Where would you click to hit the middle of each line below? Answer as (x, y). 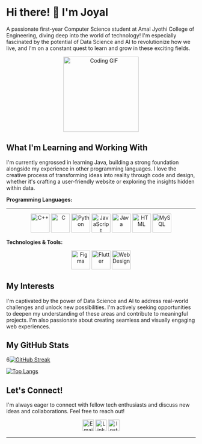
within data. (21, 188)
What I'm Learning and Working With (77, 148)
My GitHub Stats (38, 345)
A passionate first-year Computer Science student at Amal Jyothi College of (100, 29)
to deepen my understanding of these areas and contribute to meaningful (97, 313)
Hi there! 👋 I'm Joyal (57, 12)
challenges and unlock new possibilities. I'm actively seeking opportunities (99, 307)
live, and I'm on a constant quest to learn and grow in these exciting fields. (98, 48)
